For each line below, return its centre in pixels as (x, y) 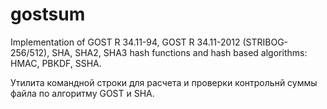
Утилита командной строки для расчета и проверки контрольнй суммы (164, 82)
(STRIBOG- (265, 42)
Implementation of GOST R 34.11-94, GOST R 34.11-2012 (125, 42)
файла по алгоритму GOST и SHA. (82, 93)
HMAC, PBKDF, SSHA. (56, 63)
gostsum (48, 14)
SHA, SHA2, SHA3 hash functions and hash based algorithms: (179, 52)
